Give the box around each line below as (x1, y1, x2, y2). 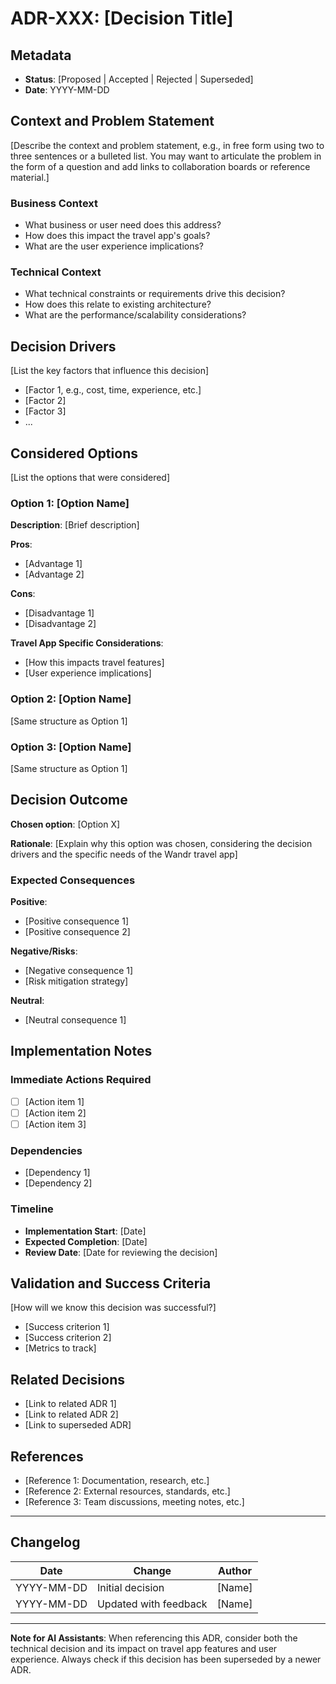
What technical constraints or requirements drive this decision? (24, 288, 286, 300)
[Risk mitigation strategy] (24, 975, 129, 987)
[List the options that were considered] (10, 472, 171, 484)
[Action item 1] (24, 1095, 85, 1107)
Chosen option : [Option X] (10, 818, 121, 830)
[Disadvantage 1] (24, 607, 95, 619)
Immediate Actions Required (10, 1073, 152, 1087)
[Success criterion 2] (24, 1332, 112, 1344)
